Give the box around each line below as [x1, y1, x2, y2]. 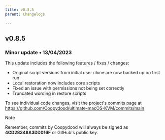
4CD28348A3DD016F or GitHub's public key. [5, 130, 99, 136]
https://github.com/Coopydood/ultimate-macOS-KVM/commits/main [5, 105, 144, 111]
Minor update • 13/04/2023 [5, 49, 72, 56]
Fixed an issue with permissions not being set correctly [12, 85, 125, 91]
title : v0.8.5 [5, 7, 34, 12]
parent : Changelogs [5, 12, 45, 17]
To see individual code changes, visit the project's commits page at [5, 100, 142, 106]
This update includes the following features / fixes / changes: [5, 60, 130, 66]
